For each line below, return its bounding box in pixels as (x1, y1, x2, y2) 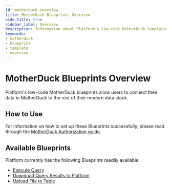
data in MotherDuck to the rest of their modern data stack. (5, 95, 128, 101)
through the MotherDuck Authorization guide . (5, 129, 101, 135)
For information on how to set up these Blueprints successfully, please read (5, 123, 165, 130)
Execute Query (12, 167, 45, 173)
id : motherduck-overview (5, 7, 58, 13)
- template (5, 46, 29, 51)
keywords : (5, 31, 27, 36)
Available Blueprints (5, 143, 71, 152)
